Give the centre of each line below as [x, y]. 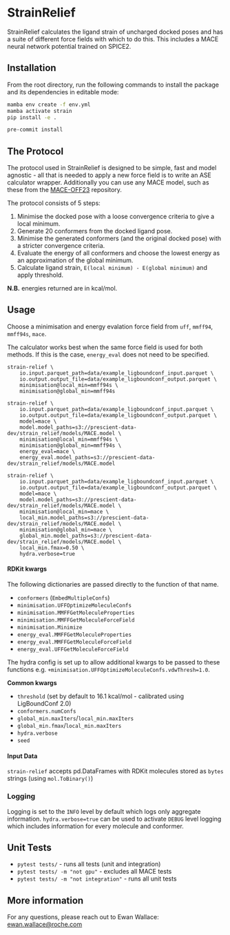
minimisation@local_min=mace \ [64, 512]
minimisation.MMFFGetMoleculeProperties [76, 613]
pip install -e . [32, 117]
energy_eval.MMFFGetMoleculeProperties [74, 635]
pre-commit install [35, 130]
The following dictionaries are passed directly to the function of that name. [113, 585]
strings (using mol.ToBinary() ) [50, 779]
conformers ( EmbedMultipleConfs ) [63, 598]
